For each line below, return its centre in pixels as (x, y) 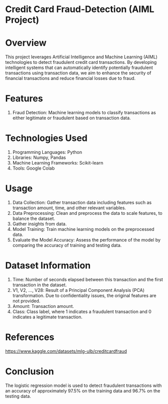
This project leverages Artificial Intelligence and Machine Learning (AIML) (81, 57)
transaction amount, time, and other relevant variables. (69, 208)
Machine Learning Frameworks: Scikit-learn (58, 163)
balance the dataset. (34, 218)
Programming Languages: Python (47, 152)
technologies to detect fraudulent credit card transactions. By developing (81, 62)
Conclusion (30, 371)
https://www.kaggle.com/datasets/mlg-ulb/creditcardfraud (66, 351)
